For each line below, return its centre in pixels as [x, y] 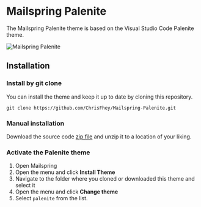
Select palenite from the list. [51, 198]
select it [25, 186]
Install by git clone [34, 83]
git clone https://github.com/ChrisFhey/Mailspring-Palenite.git [91, 108]
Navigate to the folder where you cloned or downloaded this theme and [105, 179]
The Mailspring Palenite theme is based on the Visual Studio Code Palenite [100, 28]
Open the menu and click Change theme [67, 192]
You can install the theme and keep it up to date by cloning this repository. [100, 97]
